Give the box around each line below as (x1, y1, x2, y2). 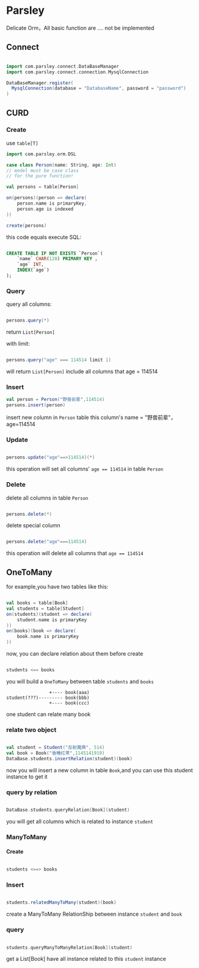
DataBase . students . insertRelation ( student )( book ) (6, 755, 133, 762)
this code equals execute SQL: (6, 233, 82, 241)
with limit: (6, 340, 30, 347)
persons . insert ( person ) (6, 402, 66, 408)
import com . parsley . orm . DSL (6, 151, 77, 157)
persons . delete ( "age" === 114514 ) (6, 539, 87, 545)
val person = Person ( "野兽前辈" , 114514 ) (6, 397, 105, 403)
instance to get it (6, 773, 48, 780)
